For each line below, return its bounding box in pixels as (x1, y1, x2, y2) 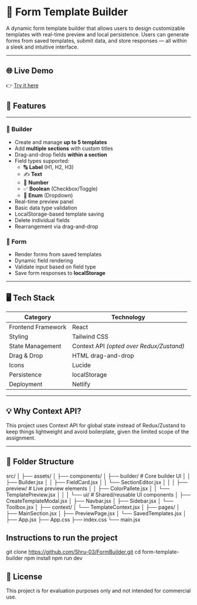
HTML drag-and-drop (72, 351, 134, 359)
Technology (111, 313, 145, 321)
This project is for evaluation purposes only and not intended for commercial (6, 587, 191, 594)
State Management (9, 342, 62, 350)
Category (24, 313, 52, 321)
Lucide (72, 361, 91, 369)
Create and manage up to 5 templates (14, 138, 107, 145)
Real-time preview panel (14, 198, 74, 205)
